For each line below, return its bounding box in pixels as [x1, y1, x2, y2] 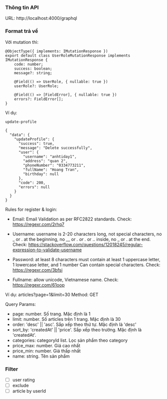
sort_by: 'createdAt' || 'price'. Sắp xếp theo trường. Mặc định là [12, 326, 142, 332]
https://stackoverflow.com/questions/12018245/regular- [28, 241, 143, 247]
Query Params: [5, 301, 36, 307]
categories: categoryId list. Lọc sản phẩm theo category [12, 337, 128, 343]
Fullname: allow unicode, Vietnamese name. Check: [12, 277, 119, 283]
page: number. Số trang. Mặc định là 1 [12, 310, 91, 317]
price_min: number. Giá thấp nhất [12, 348, 81, 354]
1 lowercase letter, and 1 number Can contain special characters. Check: [12, 262, 161, 268]
